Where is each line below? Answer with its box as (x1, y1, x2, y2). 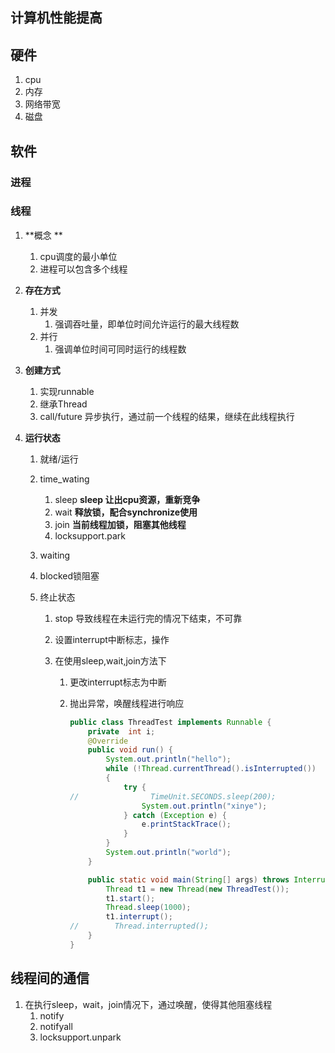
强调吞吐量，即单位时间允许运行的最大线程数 (54, 318, 240, 330)
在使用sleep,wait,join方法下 (54, 654, 167, 667)
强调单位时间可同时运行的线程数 (54, 343, 187, 355)
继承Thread (39, 398, 88, 410)
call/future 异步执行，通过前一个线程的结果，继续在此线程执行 (39, 410, 295, 422)
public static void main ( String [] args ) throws (87, 874, 290, 885)
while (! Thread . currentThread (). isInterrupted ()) (105, 764, 317, 774)
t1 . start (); (105, 893, 156, 903)
